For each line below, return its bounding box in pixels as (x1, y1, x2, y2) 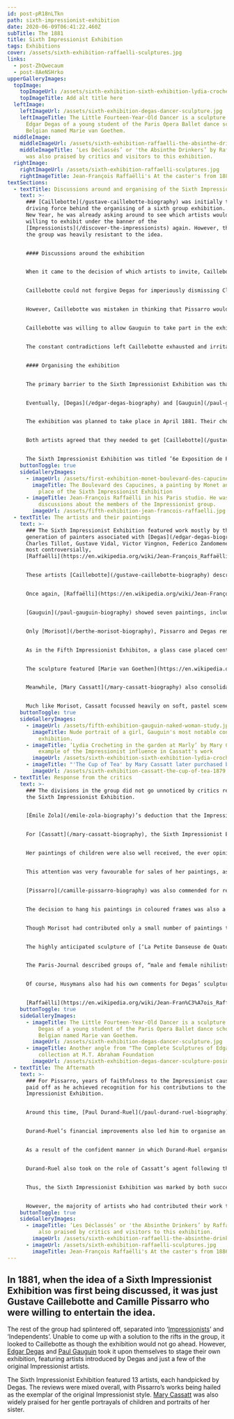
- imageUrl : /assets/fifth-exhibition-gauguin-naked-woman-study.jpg (25, 722, 232, 729)
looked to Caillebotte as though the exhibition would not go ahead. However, (7, 1340, 226, 1348)
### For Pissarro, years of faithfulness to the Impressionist (25, 1077, 214, 1085)
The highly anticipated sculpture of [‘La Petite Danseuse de (25, 943, 210, 950)
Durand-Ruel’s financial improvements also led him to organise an (25, 1128, 226, 1135)
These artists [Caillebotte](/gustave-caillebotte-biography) (25, 572, 210, 579)
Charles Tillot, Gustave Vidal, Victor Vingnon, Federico (25, 540, 198, 547)
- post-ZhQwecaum (13, 62, 64, 69)
